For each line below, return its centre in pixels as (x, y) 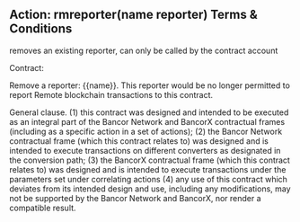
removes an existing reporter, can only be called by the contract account (144, 50)
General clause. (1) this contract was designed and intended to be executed (149, 112)
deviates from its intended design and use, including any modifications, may (150, 189)
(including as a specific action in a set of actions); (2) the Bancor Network (146, 131)
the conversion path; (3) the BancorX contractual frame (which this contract (150, 160)
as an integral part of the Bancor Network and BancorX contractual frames (147, 121)
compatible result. (43, 208)
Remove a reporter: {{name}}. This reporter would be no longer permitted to (150, 85)
